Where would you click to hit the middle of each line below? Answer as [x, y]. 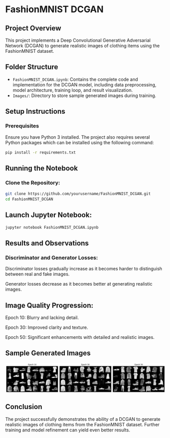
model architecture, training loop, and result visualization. [73, 90]
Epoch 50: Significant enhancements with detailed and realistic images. [80, 337]
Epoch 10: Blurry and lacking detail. [42, 318]
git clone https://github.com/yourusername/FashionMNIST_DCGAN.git [78, 194]
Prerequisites [22, 126]
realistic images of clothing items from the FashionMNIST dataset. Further [82, 424]
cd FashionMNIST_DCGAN [29, 199]
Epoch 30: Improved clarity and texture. [47, 327]
